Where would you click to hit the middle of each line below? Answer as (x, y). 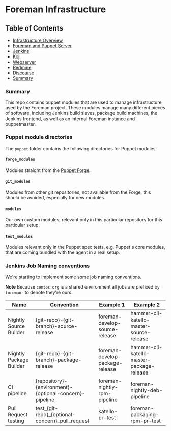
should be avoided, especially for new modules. (55, 198)
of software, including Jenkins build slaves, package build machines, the (81, 113)
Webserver (24, 62)
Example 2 (147, 305)
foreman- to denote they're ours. (39, 292)
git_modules (18, 182)
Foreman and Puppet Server (42, 46)
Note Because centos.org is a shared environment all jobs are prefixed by (83, 286)
